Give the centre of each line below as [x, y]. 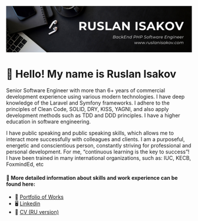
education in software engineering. [49, 121]
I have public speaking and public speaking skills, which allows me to [90, 133]
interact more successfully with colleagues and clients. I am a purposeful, [95, 139]
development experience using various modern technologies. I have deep [95, 96]
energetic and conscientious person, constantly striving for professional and [99, 145]
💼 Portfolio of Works [39, 197]
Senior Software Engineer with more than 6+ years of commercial [86, 90]
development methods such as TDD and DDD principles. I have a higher [93, 115]
